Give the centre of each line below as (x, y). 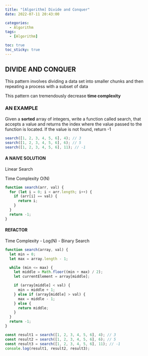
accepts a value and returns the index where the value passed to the (74, 124)
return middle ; (33, 308)
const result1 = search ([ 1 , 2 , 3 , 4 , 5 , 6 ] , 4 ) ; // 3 (61, 335)
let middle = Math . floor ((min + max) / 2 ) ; (58, 272)
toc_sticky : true (23, 50)
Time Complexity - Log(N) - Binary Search (47, 241)
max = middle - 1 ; (36, 299)
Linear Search (19, 169)
